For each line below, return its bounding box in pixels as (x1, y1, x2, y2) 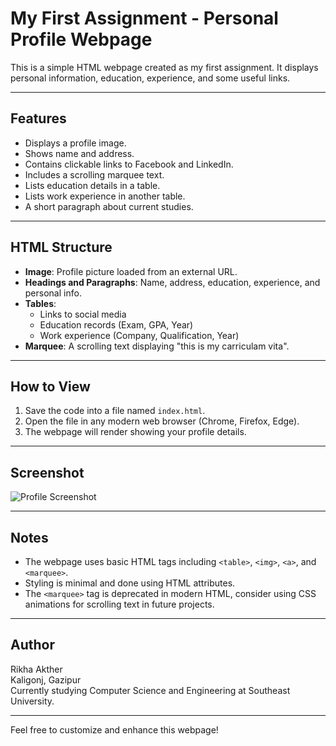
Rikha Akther (10, 663, 63, 675)
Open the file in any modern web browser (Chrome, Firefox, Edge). (24, 415, 300, 427)
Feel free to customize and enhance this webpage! (10, 723, 219, 736)
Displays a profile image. (24, 137, 127, 149)
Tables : (24, 297, 57, 309)
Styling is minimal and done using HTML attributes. (24, 577, 236, 589)
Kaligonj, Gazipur (10, 673, 82, 686)
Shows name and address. (24, 147, 135, 159)
